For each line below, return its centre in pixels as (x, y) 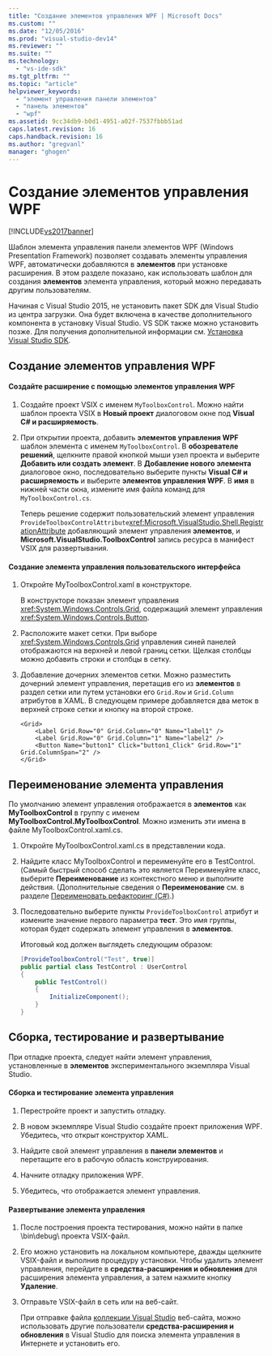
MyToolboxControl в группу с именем (74, 813)
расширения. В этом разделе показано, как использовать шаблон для (130, 273)
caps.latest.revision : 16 (52, 129)
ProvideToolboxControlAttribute (74, 523)
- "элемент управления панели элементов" (87, 99)
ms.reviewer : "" (36, 46)
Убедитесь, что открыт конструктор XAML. (94, 1135)
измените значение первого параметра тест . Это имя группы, (128, 920)
